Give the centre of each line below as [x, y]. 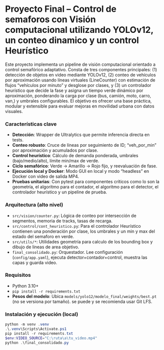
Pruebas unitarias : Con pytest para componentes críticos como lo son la [86, 182]
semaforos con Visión [51, 19]
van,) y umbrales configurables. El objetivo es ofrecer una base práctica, [78, 101]
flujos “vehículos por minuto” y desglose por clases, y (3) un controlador [78, 85]
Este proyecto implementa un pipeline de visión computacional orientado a [80, 64]
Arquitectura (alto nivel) [34, 205]
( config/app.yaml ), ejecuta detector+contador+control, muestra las [80, 257]
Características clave [31, 124]
